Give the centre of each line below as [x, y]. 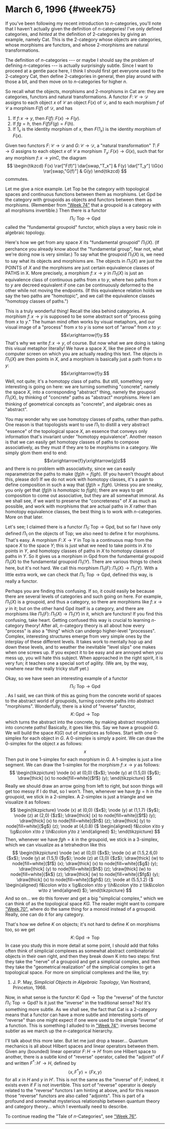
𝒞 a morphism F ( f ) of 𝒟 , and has [39, 108]
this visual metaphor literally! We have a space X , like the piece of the [78, 348]
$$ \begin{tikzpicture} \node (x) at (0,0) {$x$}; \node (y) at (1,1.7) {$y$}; [85, 810]
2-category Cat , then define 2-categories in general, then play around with [83, 76]
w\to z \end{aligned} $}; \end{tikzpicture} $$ [85, 891]
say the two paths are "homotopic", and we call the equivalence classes [80, 296]
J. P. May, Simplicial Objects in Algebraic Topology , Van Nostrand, [81, 982]
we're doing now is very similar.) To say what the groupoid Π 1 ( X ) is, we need [85, 255]
